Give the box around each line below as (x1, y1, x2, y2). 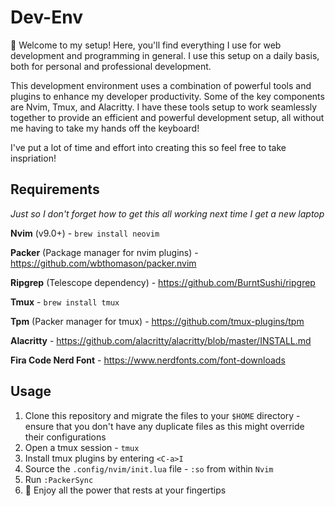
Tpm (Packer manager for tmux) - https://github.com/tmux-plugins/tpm (10, 315, 305, 327)
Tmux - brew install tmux (10, 296, 120, 308)
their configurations (24, 431, 107, 443)
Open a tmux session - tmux (24, 441, 140, 453)
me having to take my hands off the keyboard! (10, 122, 200, 134)
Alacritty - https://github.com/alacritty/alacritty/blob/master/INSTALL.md (10, 334, 312, 346)
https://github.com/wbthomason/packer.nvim (10, 257, 197, 269)
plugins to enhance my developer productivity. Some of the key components (10, 90, 325, 102)
